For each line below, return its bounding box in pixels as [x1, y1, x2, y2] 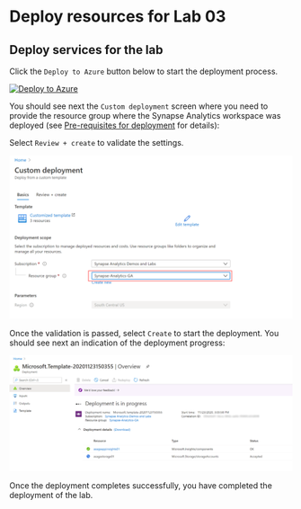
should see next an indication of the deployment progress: [9, 337, 226, 348]
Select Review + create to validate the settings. [9, 138, 184, 147]
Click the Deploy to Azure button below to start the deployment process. [9, 66, 279, 76]
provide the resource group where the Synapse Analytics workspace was [9, 111, 281, 121]
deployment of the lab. [9, 489, 93, 500]
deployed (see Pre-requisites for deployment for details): [9, 120, 220, 130]
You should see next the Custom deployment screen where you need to [9, 101, 269, 112]
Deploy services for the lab [9, 42, 164, 58]
